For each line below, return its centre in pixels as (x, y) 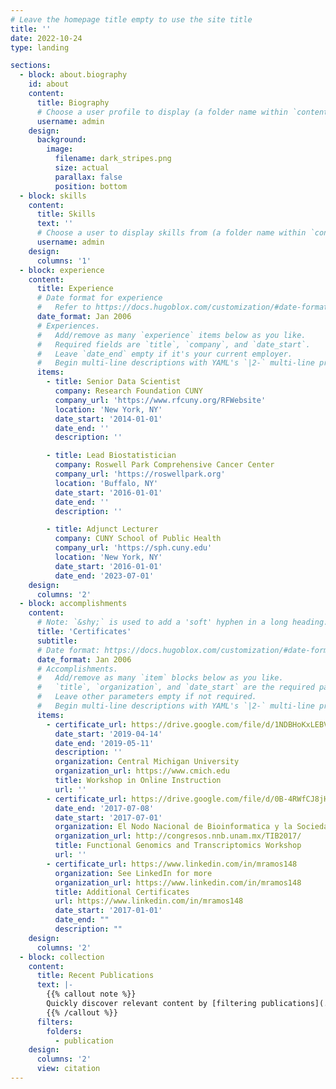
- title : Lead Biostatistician (111, 456)
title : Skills (66, 214)
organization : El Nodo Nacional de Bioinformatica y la (173, 827)
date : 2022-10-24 (46, 38)
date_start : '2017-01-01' (108, 911)
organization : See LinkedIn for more (133, 873)
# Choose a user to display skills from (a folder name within (171, 233)
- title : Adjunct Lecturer (102, 529)
